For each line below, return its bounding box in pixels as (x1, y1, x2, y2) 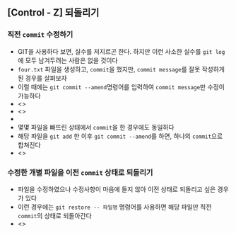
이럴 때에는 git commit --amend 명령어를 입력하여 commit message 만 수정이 (17, 82, 225, 91)
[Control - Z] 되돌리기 (7, 6, 100, 19)
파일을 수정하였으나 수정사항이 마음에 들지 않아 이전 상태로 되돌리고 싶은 (17, 185, 216, 193)
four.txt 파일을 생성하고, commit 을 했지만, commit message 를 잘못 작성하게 (17, 64, 225, 73)
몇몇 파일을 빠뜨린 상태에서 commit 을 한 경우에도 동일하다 (17, 123, 175, 131)
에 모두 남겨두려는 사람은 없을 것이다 (17, 56, 118, 64)
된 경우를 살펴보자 (17, 74, 67, 82)
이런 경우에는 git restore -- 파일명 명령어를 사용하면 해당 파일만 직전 (17, 203, 212, 211)
